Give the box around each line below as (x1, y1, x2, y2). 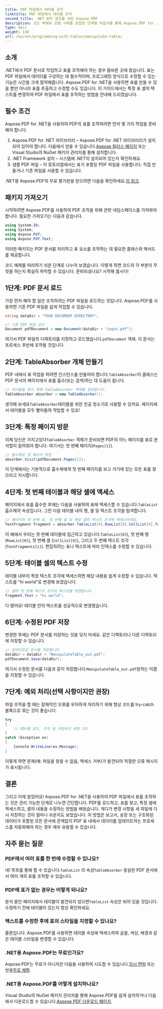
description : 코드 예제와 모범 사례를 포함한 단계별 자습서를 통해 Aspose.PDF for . (5, 20, 159, 26)
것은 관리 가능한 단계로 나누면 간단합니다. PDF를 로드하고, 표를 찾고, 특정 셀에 (10, 799, 157, 806)
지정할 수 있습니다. (10, 672, 45, 678)
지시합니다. (17, 472, 39, 478)
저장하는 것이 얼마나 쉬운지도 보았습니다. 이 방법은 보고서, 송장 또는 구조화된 (10, 811, 154, 818)
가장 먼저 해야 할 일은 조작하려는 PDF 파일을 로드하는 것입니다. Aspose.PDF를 (5, 298, 153, 303)
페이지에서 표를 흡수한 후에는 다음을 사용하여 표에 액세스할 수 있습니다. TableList (5, 502, 158, 508)
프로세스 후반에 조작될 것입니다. (5, 342, 65, 348)
